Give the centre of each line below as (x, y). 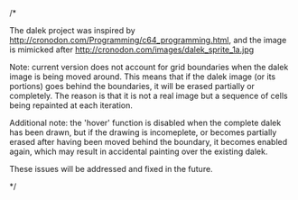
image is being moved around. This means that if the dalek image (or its (143, 77)
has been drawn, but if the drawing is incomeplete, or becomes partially (143, 132)
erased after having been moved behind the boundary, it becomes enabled (149, 142)
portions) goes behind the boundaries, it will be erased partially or (132, 86)
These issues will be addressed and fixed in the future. (112, 169)
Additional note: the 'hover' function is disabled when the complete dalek (145, 123)
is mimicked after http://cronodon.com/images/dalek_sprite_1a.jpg (132, 50)
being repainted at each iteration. (71, 105)
